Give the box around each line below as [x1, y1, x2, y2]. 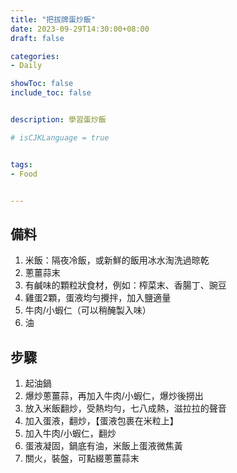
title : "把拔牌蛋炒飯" [10, 14, 96, 25]
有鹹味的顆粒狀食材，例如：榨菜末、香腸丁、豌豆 [24, 279, 227, 291]
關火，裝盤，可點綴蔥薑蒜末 [24, 452, 140, 464]
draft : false [10, 33, 65, 43]
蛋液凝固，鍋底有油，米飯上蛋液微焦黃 [24, 440, 183, 451]
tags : [10, 159, 33, 170]
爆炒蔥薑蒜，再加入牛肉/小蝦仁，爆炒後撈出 [24, 390, 204, 401]
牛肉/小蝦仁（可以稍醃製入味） [24, 304, 152, 316]
